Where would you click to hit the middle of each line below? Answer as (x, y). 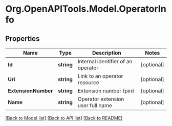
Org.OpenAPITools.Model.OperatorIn (86, 9)
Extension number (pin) (106, 91)
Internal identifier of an (105, 61)
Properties (23, 39)
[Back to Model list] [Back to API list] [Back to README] (64, 118)
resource (89, 82)
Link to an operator (100, 76)
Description (106, 53)
